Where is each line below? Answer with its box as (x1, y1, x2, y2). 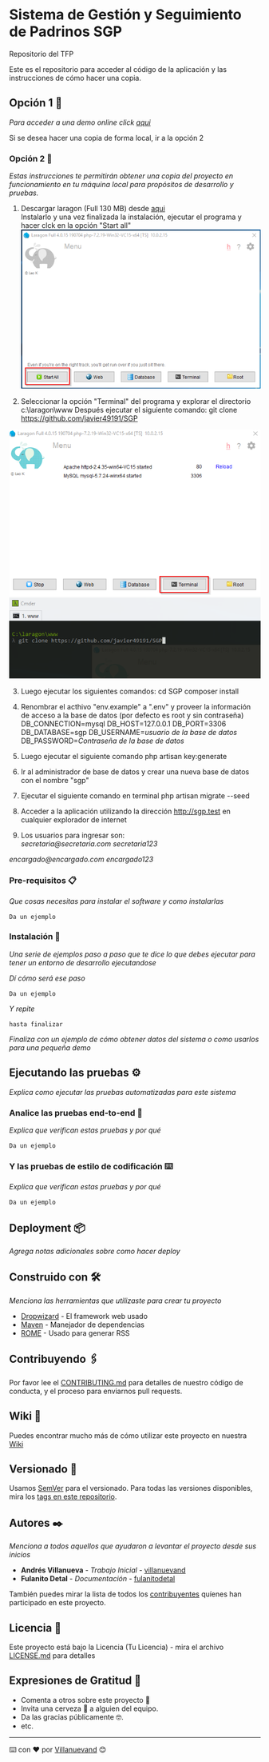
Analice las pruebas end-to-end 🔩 (9, 1107, 143, 1118)
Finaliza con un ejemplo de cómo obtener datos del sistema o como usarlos (9, 1034, 259, 1044)
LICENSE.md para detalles (9, 1650, 96, 1660)
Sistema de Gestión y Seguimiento (9, 6, 242, 24)
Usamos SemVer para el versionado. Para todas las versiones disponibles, (9, 1484, 253, 1493)
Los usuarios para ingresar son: (20, 830, 125, 841)
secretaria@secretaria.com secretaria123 (20, 839, 158, 849)
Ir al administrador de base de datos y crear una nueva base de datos (20, 767, 250, 777)
